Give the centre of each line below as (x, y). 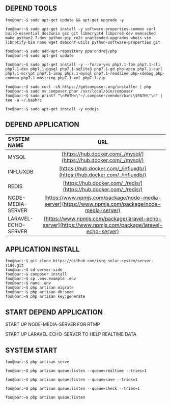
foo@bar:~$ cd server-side (34, 270)
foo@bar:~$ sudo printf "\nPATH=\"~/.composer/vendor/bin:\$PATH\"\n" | (84, 96)
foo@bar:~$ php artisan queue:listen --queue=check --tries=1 (73, 389)
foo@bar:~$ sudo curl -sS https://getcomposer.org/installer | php (78, 87)
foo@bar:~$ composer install (36, 274)
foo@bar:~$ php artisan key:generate (45, 297)
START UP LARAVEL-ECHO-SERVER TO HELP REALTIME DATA (71, 334)
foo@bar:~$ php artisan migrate (39, 288)
